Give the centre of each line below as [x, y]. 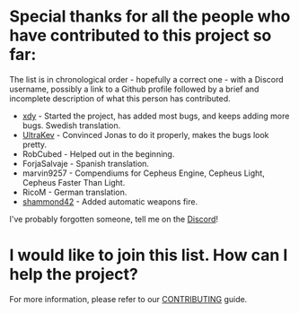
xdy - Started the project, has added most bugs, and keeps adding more [156, 116]
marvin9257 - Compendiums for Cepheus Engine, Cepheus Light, [143, 173]
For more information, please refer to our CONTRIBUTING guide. [128, 299]
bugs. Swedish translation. [71, 125]
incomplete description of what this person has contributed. [120, 98]
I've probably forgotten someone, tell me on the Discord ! [114, 219]
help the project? [74, 274]
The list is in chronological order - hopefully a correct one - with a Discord [147, 79]
